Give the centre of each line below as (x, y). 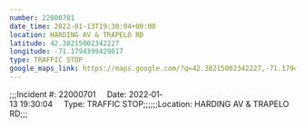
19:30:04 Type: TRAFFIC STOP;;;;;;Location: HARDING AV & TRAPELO (154, 103)
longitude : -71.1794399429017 (67, 52)
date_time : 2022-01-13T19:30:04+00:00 (83, 26)
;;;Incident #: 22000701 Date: (68, 94)
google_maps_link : (44, 69)
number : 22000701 (42, 18)
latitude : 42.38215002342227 (64, 43)
